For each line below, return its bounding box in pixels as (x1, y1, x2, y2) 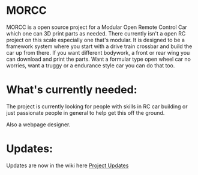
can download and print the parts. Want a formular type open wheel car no (6, 55, 191, 63)
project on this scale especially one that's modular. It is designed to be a (6, 36, 185, 43)
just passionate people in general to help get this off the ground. (6, 109, 165, 116)
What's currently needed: (6, 83, 137, 97)
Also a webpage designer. (6, 121, 71, 128)
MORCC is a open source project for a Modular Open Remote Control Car (6, 23, 187, 31)
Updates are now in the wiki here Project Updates (6, 162, 129, 169)
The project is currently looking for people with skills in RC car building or (6, 103, 188, 110)
